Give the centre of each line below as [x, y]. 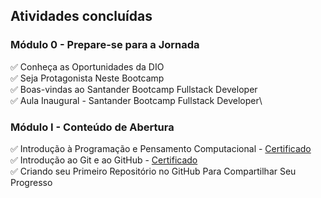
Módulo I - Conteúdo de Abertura [92, 127]
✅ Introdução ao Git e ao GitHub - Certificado [104, 160]
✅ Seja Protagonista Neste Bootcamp [87, 78]
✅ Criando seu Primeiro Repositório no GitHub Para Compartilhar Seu [153, 171]
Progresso [31, 182]
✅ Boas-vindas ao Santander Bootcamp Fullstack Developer [134, 89]
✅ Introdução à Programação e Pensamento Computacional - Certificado [161, 148]
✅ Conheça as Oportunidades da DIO [87, 66]
